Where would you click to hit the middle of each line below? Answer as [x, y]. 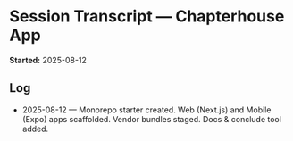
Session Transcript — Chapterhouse [147, 17]
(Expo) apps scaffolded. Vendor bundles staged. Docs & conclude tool [151, 119]
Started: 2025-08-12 [48, 60]
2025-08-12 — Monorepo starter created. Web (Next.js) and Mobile [146, 110]
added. [35, 129]
